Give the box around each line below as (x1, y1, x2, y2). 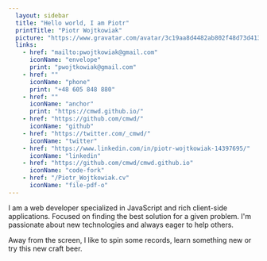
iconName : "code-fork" (29, 167, 105, 175)
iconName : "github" (29, 122, 94, 130)
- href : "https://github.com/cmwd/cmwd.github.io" (22, 159, 194, 167)
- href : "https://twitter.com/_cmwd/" (22, 129, 151, 137)
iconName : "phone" (29, 78, 91, 86)
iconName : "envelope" (29, 56, 102, 64)
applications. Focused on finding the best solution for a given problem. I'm (8, 211, 252, 221)
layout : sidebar (15, 11, 69, 20)
